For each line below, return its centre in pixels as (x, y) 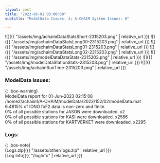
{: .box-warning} (21, 91)
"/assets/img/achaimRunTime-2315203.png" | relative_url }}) (66, 68)
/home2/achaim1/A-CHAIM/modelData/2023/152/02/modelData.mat (73, 101)
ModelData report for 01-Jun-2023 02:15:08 (49, 96)
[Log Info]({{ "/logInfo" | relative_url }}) (44, 155)
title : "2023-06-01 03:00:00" (36, 14)
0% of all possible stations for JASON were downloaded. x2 (65, 111)
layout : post (18, 9)
